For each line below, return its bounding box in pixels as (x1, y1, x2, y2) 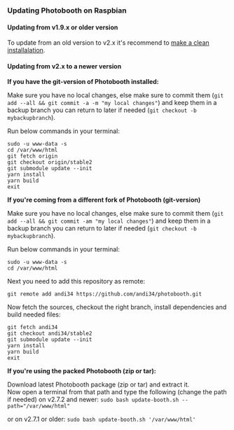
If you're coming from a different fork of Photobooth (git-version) (7, 195, 201, 204)
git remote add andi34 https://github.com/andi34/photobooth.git (7, 291, 202, 298)
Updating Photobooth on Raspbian (7, 6, 128, 15)
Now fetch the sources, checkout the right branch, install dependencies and (7, 303, 227, 312)
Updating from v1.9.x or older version (7, 23, 118, 32)
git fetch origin (7, 153, 58, 160)
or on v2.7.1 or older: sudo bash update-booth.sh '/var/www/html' (7, 415, 196, 424)
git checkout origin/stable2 (7, 159, 92, 166)
